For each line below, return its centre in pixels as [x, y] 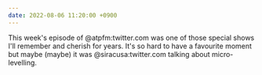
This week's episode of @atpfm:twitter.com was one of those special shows [131, 37]
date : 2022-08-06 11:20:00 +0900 [63, 15]
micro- [222, 54]
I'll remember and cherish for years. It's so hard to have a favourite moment [130, 46]
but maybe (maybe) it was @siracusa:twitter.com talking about [109, 54]
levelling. [23, 62]
